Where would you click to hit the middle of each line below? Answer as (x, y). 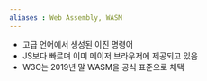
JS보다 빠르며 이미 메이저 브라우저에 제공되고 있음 (110, 56)
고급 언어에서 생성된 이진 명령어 (77, 44)
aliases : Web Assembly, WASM (66, 18)
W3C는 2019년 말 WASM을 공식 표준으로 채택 (103, 67)
